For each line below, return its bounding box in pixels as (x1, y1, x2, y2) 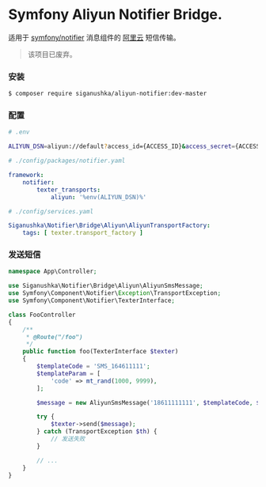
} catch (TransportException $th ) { (36, 428, 158, 436)
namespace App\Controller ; (8, 267, 97, 276)
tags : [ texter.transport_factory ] (22, 229, 144, 237)
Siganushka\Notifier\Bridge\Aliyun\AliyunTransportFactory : (8, 221, 211, 230)
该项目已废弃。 (27, 49, 77, 59)
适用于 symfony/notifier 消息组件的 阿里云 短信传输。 (8, 32, 180, 42)
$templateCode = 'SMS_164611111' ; (36, 362, 150, 371)
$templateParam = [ (36, 369, 101, 377)
